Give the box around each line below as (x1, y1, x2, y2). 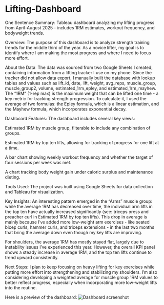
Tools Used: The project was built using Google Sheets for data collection (5, 183, 153, 189)
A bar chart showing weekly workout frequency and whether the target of (5, 154, 153, 160)
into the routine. (5, 284, 37, 290)
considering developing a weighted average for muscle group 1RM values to (5, 274, 158, 280)
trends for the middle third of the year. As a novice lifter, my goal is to (5, 44, 144, 50)
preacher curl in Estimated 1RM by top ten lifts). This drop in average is (5, 214, 147, 219)
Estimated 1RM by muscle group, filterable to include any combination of (5, 125, 151, 131)
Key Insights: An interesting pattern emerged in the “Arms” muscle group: (5, 198, 153, 204)
